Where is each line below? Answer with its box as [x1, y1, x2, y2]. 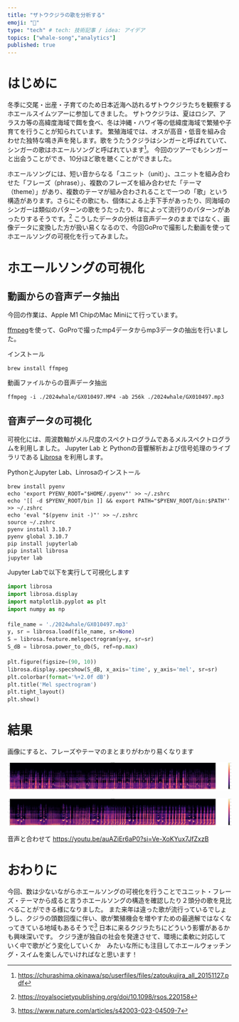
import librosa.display [7, 591, 78, 598]
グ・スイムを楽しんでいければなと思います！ [7, 950, 139, 958]
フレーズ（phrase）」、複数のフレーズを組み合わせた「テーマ [26, 178, 202, 187]
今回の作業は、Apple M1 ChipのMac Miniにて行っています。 [7, 310, 182, 319]
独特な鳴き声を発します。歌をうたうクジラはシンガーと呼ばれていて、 [26, 136, 231, 145]
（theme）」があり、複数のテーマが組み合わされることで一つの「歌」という [7, 187, 228, 196]
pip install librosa [7, 547, 69, 555]
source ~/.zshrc [7, 519, 55, 526]
